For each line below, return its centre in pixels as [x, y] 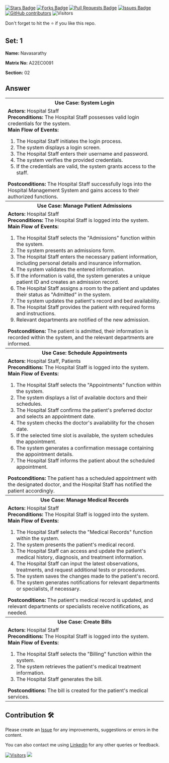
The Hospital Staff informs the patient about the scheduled [86, 460]
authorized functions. [33, 197]
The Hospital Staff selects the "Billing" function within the [84, 654]
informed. [19, 344]
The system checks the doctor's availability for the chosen [85, 422]
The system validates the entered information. [70, 269]
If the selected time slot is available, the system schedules [85, 435]
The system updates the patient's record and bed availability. [89, 301]
